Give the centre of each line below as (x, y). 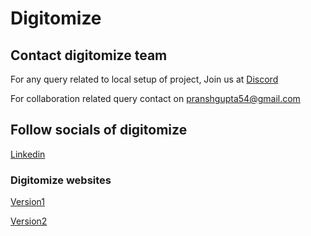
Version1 (27, 202)
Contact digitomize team (89, 55)
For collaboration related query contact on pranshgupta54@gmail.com (155, 98)
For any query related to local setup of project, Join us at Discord (144, 79)
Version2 (29, 221)
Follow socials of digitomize (99, 130)
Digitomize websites (61, 180)
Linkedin (28, 154)
